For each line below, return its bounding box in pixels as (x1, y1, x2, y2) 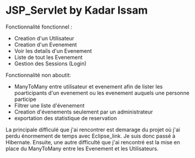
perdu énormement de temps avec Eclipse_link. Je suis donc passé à (5, 132, 176, 140)
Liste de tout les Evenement (14, 53, 83, 61)
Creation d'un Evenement (14, 41, 77, 48)
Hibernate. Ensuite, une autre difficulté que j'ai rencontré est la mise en (5, 138, 180, 146)
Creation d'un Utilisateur (14, 34, 75, 42)
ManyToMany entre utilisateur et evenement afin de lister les (14, 83, 163, 90)
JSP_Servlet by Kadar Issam (5, 4, 148, 17)
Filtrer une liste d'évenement (14, 102, 85, 109)
